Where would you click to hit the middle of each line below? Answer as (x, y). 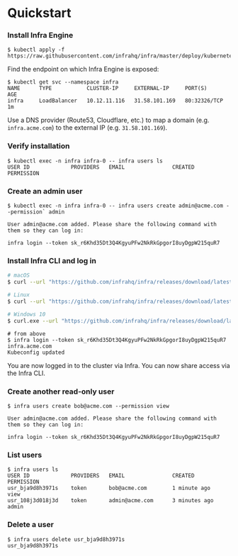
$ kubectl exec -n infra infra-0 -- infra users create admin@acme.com (115, 206)
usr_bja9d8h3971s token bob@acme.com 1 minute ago (109, 488)
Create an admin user (45, 191)
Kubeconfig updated (36, 352)
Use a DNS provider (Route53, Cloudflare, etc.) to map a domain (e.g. (108, 120)
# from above (27, 334)
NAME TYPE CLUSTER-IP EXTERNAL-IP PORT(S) (107, 89)
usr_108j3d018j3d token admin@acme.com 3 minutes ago (110, 501)
